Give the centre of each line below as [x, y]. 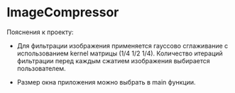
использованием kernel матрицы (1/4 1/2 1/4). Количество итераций [120, 53]
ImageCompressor [63, 12]
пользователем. [41, 68]
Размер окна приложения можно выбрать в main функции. [106, 82]
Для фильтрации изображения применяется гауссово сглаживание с [122, 45]
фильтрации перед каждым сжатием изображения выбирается [113, 60]
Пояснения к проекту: [40, 32]
